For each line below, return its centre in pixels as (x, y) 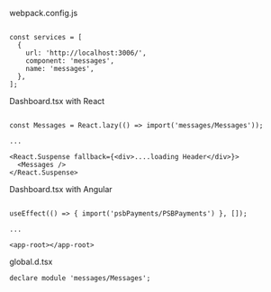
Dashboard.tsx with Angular (61, 189)
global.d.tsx (31, 261)
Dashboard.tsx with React (57, 101)
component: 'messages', (70, 61)
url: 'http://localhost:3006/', (86, 53)
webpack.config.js (44, 13)
